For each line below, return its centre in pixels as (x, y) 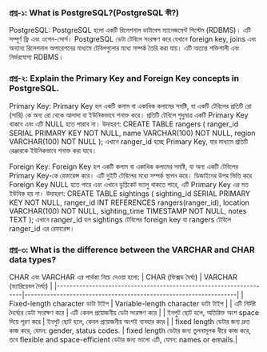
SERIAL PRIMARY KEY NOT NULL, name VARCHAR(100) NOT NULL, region (132, 133)
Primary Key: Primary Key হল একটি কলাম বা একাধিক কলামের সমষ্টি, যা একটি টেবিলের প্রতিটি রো (130, 106)
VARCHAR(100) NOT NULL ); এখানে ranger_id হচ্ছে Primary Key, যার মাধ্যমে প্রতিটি (129, 141)
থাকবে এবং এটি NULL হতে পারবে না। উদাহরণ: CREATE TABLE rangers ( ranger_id (124, 124)
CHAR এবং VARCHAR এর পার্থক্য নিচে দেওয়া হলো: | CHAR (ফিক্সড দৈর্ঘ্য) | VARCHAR (124, 277)
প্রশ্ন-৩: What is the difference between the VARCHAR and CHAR (132, 250)
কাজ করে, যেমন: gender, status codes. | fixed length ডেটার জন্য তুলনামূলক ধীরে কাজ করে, (130, 330)
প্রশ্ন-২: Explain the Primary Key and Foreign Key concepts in (124, 78)
